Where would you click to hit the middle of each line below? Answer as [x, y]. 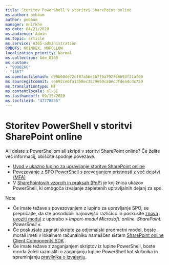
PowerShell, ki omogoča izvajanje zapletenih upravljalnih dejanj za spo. [88, 188]
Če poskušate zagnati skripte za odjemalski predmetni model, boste [84, 230]
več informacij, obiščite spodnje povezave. [50, 156]
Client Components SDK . [39, 241]
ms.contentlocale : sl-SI [32, 91]
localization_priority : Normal [39, 53]
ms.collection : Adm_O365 [32, 58]
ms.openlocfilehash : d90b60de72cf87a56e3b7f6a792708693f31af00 [74, 77]
